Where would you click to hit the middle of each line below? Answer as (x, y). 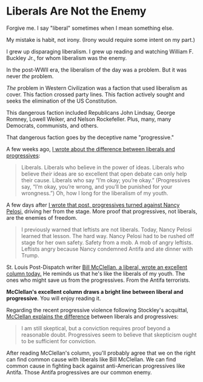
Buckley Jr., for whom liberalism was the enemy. (67, 58)
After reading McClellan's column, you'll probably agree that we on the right (101, 353)
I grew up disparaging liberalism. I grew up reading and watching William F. (100, 51)
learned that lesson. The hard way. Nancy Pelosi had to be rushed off (108, 236)
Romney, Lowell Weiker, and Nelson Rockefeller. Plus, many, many (89, 119)
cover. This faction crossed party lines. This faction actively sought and (95, 94)
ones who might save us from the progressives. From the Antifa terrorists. (98, 280)
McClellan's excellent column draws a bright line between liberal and (95, 292)
